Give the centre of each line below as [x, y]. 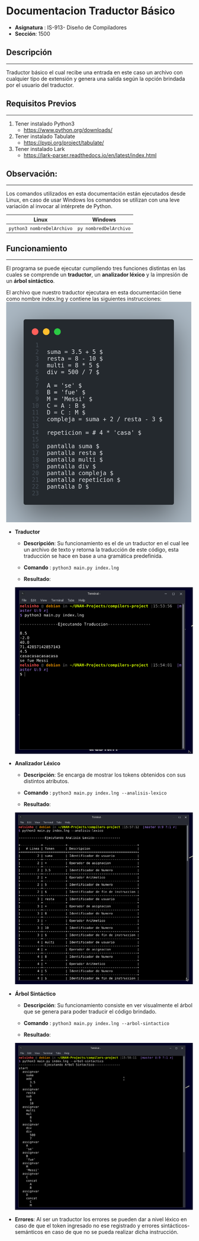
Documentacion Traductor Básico [91, 11]
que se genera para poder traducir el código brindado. [90, 1011]
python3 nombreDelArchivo [41, 229]
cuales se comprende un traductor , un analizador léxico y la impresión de [97, 275]
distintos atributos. [46, 781]
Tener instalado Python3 [45, 124]
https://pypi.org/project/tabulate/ [64, 142]
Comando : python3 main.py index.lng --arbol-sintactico [97, 1023]
